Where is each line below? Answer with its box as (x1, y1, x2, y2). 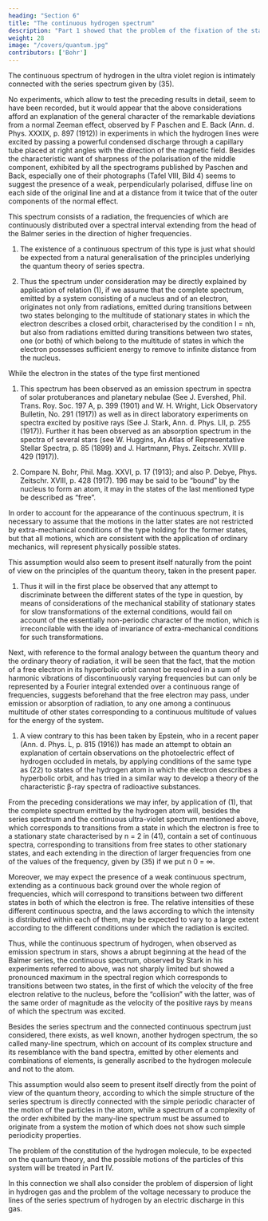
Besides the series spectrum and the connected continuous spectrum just (8, 1022, 251, 1031)
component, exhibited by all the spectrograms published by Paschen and (8, 163, 249, 172)
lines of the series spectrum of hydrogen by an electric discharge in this (8, 1195, 245, 1205)
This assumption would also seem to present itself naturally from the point (8, 558, 252, 567)
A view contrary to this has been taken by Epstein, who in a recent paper (19, 731, 259, 741)
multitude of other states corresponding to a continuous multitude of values (8, 707, 257, 717)
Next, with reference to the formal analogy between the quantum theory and (8, 648, 259, 657)
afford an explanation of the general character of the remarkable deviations (8, 112, 255, 121)
